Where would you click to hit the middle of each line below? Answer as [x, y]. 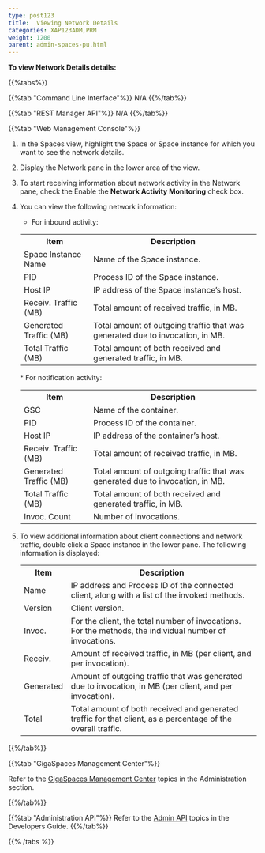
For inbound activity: [65, 222]
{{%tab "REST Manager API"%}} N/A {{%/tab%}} [88, 113]
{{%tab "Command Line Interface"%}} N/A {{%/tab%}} [98, 98]
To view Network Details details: [62, 67]
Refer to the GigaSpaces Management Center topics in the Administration [127, 779]
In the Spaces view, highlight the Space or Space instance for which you [137, 144]
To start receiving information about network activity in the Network [130, 183]
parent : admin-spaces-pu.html [58, 45]
